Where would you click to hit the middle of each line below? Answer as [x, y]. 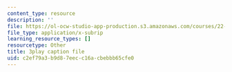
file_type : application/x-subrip [55, 33]
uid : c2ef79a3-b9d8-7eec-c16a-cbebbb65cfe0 [71, 58]
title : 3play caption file [46, 52]
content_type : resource [41, 13]
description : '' [30, 20]
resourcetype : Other [37, 45]
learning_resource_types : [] [49, 39]
